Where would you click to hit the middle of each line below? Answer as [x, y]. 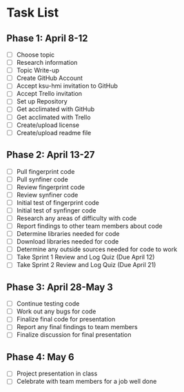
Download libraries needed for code [68, 242]
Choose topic [35, 55]
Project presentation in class [57, 373]
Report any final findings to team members [77, 327]
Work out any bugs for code [56, 311]
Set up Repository [42, 101]
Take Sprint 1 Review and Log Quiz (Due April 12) [85, 257]
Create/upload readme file [54, 133]
